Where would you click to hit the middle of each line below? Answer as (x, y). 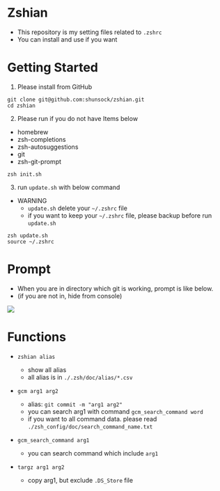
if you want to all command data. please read (92, 419)
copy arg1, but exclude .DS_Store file (80, 480)
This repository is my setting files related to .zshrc (89, 32)
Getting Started (53, 68)
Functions (37, 337)
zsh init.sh (24, 174)
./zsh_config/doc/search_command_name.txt (90, 427)
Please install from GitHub (55, 87)
